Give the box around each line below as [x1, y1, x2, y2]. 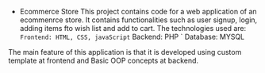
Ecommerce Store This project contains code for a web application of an [19, 7, 257, 16]
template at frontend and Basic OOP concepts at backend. [8, 56, 199, 65]
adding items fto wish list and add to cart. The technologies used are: [19, 24, 247, 33]
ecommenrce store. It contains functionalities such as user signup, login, [19, 15, 258, 25]
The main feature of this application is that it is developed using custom [8, 48, 242, 56]
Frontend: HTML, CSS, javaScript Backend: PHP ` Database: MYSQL [19, 32, 245, 41]
